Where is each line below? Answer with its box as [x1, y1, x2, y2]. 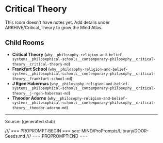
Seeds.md [5, 133, 26, 139]
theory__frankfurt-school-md [12, 76, 71, 81]
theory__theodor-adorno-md [12, 105, 67, 110]
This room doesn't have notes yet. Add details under [5, 19, 110, 25]
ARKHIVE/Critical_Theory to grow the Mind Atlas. [5, 24, 103, 30]
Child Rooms [5, 39, 45, 47]
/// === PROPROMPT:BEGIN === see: [5, 127, 81, 134]
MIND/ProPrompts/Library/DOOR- [81, 127, 149, 134]
